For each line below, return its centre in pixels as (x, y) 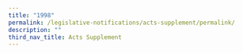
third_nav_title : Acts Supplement (65, 37)
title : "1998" (32, 15)
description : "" (35, 30)
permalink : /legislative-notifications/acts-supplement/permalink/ (122, 23)
